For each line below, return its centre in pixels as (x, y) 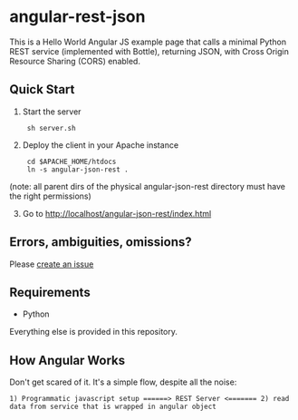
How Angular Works (67, 360)
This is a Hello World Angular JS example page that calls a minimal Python (148, 42)
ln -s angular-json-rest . (77, 170)
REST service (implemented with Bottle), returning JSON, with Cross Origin (149, 51)
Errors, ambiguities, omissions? (101, 242)
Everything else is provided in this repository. (94, 332)
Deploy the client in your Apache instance (101, 145)
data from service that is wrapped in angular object (113, 407)
